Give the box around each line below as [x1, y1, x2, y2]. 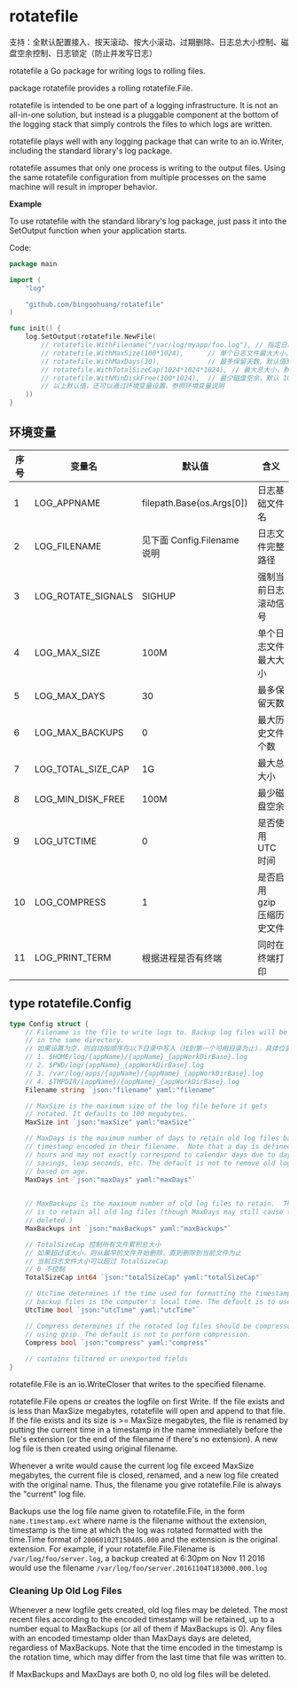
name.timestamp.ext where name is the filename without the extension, [9, 1515, 268, 1527]
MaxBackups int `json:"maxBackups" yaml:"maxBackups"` [25, 1224, 232, 1233]
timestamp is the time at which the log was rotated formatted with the [9, 1525, 263, 1535]
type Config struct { [9, 1019, 90, 1028]
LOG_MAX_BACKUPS [34, 726, 124, 738]
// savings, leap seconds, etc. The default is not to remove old [25, 1158, 276, 1167]
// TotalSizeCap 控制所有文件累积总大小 [25, 1240, 161, 1249]
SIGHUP [141, 590, 176, 602]
